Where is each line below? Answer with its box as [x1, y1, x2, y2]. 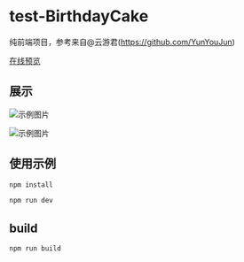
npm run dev [9, 196, 53, 205]
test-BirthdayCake [9, 6, 149, 27]
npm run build [9, 244, 62, 253]
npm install [9, 180, 53, 189]
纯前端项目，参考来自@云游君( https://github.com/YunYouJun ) [9, 36, 235, 47]
